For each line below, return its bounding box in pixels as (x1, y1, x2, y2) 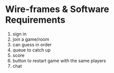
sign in (12, 31, 27, 37)
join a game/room (12, 36, 49, 42)
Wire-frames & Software (5, 4, 109, 15)
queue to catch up (12, 47, 51, 53)
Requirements (5, 14, 66, 26)
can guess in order (12, 41, 52, 47)
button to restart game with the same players (12, 57, 106, 63)
